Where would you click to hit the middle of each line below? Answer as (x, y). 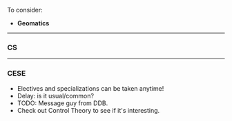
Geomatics (33, 23)
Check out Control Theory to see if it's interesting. (88, 110)
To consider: (25, 10)
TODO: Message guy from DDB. (62, 103)
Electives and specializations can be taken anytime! (90, 88)
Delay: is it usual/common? (56, 96)
